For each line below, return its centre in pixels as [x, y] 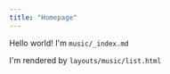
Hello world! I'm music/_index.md [69, 43]
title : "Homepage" [43, 17]
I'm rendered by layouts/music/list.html [85, 60]
